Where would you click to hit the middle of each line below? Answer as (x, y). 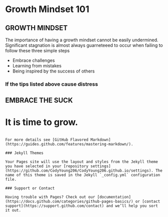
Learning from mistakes (37, 66)
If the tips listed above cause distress (52, 84)
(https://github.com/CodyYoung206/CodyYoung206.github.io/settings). (79, 171)
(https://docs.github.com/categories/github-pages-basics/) (69, 202)
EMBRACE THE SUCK (39, 100)
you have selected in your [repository (47, 166)
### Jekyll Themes (24, 153)
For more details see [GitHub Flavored (47, 140)
